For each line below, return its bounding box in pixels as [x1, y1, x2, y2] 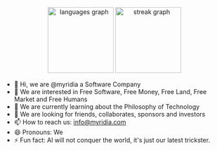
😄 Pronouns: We [13, 128, 63, 136]
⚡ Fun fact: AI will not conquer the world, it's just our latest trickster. [13, 136, 211, 144]
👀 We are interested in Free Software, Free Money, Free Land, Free [13, 88, 207, 96]
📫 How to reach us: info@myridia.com [13, 118, 126, 126]
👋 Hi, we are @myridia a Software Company [13, 80, 141, 88]
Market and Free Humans [13, 95, 88, 103]
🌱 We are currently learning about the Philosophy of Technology [13, 103, 200, 111]
